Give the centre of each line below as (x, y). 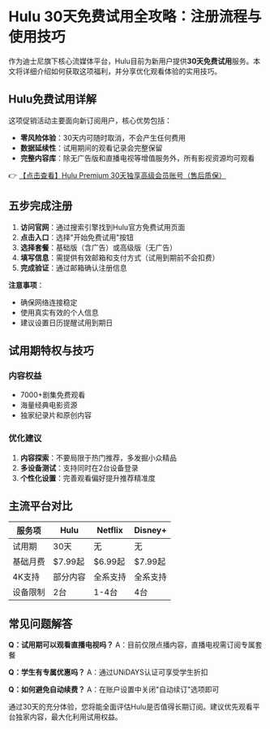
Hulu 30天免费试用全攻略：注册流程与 (135, 17)
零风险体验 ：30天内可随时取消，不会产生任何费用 (103, 137)
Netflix (110, 531)
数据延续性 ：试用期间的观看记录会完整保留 (91, 148)
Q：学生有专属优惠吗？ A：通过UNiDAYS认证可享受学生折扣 (108, 672)
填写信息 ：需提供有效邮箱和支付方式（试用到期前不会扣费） (120, 258)
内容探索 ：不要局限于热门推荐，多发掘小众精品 (98, 458)
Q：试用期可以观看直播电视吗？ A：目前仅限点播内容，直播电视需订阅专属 (132, 645)
